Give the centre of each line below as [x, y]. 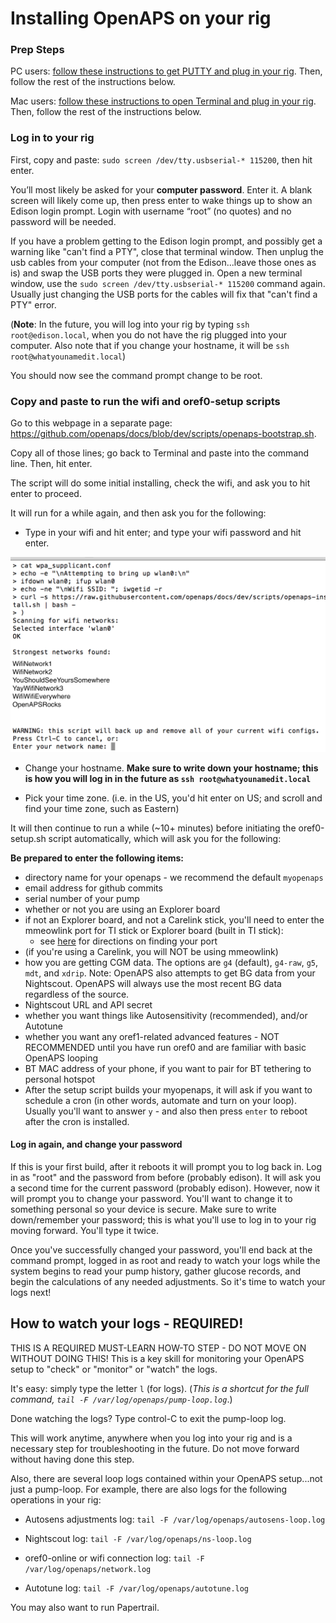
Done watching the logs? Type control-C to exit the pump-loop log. [148, 1418]
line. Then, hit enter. [51, 464]
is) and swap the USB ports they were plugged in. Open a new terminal [156, 273]
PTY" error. [33, 304]
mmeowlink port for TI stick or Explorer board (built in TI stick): [154, 930]
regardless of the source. [77, 994]
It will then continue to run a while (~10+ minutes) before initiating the [153, 828]
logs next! [31, 1292]
